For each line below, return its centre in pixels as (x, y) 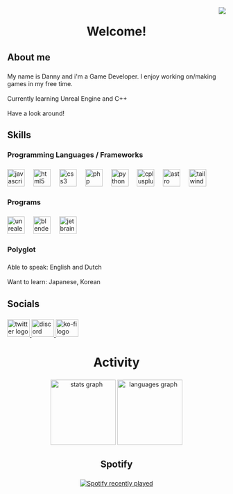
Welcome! (116, 32)
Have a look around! (36, 113)
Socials (24, 304)
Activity (116, 362)
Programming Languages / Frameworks (75, 154)
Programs (24, 202)
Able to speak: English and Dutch (54, 267)
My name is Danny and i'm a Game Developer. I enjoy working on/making (112, 76)
